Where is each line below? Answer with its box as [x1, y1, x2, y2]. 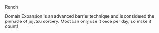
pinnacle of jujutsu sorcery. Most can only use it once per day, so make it [5, 19, 152, 24]
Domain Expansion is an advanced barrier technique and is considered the [5, 13, 155, 19]
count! [5, 23, 18, 29]
